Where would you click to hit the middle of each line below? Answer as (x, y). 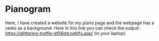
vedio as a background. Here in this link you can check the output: (72, 28)
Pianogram (28, 9)
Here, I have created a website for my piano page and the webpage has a (80, 23)
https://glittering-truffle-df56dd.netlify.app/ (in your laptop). (66, 33)
